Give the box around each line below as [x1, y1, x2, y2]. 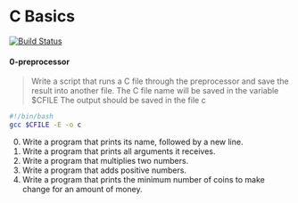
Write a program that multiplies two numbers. [21, 155, 189, 166]
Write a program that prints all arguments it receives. [21, 145, 216, 157]
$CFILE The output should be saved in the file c [30, 95, 207, 106]
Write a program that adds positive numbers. [21, 165, 187, 175]
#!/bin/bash [9, 112, 54, 121]
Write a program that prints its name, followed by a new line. [21, 136, 244, 147]
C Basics [9, 6, 76, 27]
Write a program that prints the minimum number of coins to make [21, 174, 265, 184]
